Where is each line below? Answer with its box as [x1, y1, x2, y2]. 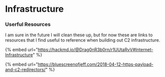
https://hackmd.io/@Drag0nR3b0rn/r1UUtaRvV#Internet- [37, 47, 154, 52]
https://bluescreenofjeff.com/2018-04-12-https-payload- [37, 61, 154, 67]
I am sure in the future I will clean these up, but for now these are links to [5, 32, 153, 38]
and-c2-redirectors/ [5, 67, 46, 73]
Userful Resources [5, 21, 51, 28]
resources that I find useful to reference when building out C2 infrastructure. [5, 37, 161, 43]
